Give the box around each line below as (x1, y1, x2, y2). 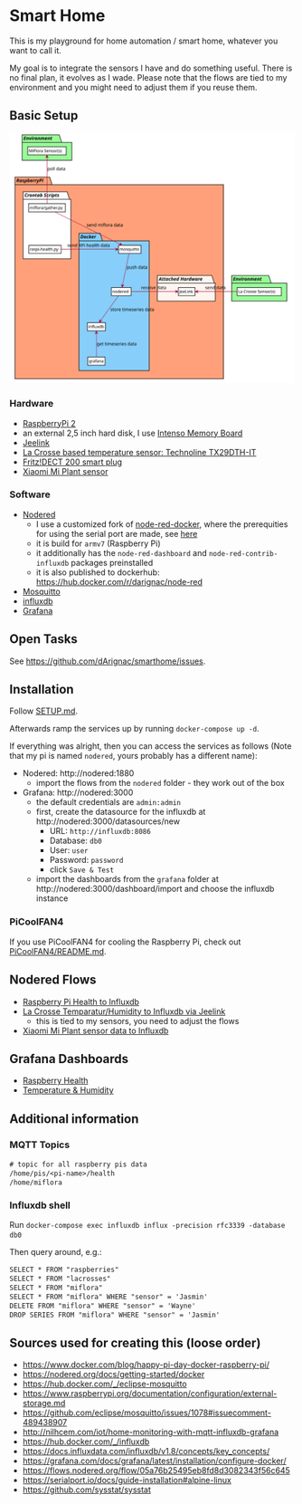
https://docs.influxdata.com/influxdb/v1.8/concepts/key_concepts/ (22, 1446, 270, 1457)
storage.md (22, 1398, 66, 1409)
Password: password (49, 855, 124, 866)
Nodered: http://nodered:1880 (22, 768, 135, 779)
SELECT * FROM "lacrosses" (9, 1274, 111, 1284)
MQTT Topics (9, 1138, 71, 1151)
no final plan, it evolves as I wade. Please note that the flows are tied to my (9, 72, 288, 82)
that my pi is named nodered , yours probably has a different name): (9, 751, 258, 762)
